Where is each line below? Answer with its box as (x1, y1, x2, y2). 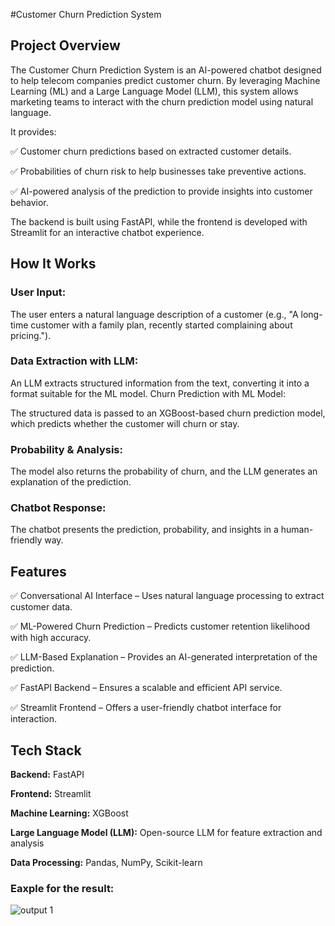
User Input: (10, 285, 67, 299)
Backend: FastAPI (10, 769, 85, 781)
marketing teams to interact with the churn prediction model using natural (10, 95, 314, 108)
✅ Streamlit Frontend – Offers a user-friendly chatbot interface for (10, 702, 282, 714)
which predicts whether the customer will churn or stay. (10, 417, 240, 429)
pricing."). (10, 329, 52, 341)
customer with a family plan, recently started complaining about (30, 319, 293, 331)
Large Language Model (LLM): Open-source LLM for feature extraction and (10, 827, 323, 839)
